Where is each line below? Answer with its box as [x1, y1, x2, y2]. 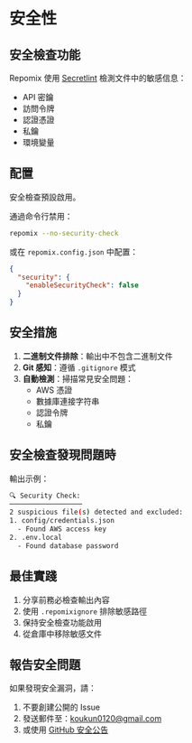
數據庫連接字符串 [35, 395, 100, 406]
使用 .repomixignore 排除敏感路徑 [22, 606, 147, 617]
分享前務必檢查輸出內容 [22, 594, 110, 605]
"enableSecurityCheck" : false [25, 281, 140, 290]
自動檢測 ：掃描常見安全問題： [22, 373, 133, 384]
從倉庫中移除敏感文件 [22, 628, 102, 639]
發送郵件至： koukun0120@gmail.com [22, 713, 162, 724]
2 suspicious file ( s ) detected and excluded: [9, 507, 183, 517]
